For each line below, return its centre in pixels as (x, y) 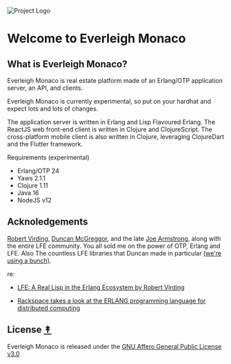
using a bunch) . (29, 260)
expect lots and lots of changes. (53, 108)
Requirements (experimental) (48, 157)
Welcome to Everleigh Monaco (97, 39)
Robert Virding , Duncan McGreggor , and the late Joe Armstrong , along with (114, 238)
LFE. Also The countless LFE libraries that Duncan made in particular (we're (114, 253)
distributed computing (49, 308)
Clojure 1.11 (32, 185)
